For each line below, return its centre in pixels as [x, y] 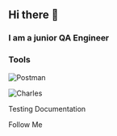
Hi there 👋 [33, 15]
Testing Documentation [47, 108]
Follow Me [25, 124]
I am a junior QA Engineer [59, 38]
